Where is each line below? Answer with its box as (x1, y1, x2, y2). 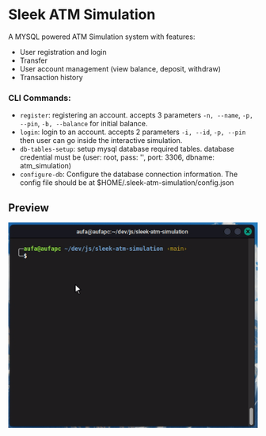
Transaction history (19, 72, 83, 82)
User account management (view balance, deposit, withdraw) (19, 64, 222, 73)
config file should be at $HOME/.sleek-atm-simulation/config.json (19, 178, 234, 187)
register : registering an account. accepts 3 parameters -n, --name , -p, (19, 110, 253, 120)
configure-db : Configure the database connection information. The (19, 169, 238, 179)
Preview (8, 201, 50, 214)
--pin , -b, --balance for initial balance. (19, 119, 148, 129)
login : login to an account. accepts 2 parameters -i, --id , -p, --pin (19, 127, 246, 137)
